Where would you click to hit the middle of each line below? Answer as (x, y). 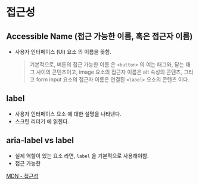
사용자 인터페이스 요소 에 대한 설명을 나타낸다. (68, 114)
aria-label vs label (40, 140)
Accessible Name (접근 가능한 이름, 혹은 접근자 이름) (99, 36)
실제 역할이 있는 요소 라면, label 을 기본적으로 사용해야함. (82, 156)
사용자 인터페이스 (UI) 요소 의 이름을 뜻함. (63, 52)
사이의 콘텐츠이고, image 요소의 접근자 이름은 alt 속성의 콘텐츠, (109, 72)
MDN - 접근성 (22, 176)
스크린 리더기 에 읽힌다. (42, 121)
